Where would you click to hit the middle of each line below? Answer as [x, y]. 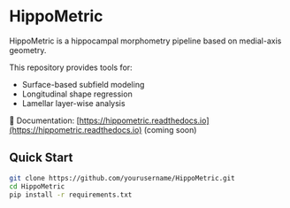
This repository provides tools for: [71, 67]
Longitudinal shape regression [77, 94]
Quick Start [41, 158]
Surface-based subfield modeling [83, 84]
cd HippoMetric [37, 186]
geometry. [28, 50]
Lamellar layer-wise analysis [73, 103]
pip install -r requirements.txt [71, 195]
